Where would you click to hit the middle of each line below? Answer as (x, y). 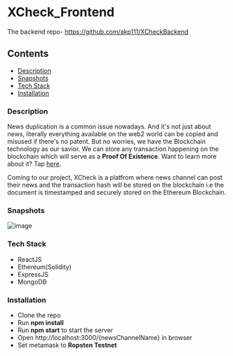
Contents (28, 54)
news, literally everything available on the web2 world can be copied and (113, 134)
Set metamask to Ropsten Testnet (67, 345)
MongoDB (32, 282)
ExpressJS (33, 274)
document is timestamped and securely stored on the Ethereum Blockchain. (117, 192)
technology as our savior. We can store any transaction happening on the (113, 149)
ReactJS (29, 259)
